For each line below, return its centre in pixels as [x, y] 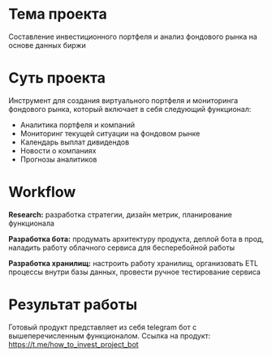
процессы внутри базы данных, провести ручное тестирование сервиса [135, 272]
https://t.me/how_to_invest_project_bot [74, 344]
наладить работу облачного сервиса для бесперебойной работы [122, 247]
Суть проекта [57, 78]
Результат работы [73, 304]
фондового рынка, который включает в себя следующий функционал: [130, 109]
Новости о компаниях [58, 150]
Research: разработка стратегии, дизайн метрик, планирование [121, 214]
